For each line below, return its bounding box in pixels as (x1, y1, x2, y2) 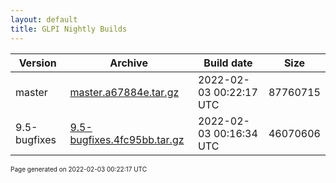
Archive (109, 56, 148, 70)
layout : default (10, 14, 78, 25)
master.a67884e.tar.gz (69, 85, 180, 99)
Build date (203, 56, 253, 70)
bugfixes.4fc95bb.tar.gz (69, 132, 185, 146)
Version (18, 56, 57, 70)
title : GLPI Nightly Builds (10, 24, 128, 34)
